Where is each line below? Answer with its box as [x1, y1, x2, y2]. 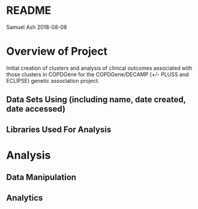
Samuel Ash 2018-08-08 [6, 23, 67, 31]
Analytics [6, 193, 43, 203]
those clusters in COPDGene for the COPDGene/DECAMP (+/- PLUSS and [6, 70, 189, 78]
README [6, 4, 52, 17]
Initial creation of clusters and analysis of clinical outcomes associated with [6, 64, 193, 71]
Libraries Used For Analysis [6, 124, 112, 135]
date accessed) [6, 104, 66, 114]
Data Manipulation [6, 172, 77, 183]
